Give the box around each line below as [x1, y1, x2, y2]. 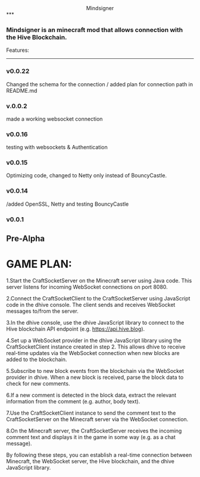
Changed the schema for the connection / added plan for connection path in [6, 80, 193, 87]
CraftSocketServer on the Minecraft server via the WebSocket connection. [6, 416, 189, 423]
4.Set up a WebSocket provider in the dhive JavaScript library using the [6, 337, 182, 344]
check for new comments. [6, 380, 70, 387]
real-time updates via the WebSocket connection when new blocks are [6, 350, 180, 357]
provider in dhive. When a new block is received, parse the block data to [6, 374, 184, 381]
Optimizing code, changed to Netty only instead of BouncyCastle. [6, 172, 167, 179]
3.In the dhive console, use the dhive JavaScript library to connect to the [6, 319, 185, 327]
